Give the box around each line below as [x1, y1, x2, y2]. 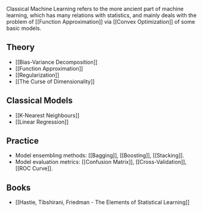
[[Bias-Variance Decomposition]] [15, 58, 98, 66]
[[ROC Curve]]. [15, 164, 53, 172]
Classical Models [6, 96, 73, 106]
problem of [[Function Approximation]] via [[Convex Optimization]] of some [6, 18, 195, 25]
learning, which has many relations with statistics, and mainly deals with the [6, 12, 197, 19]
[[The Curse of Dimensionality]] [15, 77, 95, 85]
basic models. [6, 24, 41, 32]
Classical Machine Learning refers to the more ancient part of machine [6, 5, 184, 12]
